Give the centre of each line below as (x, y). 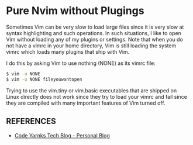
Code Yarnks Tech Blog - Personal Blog (62, 135)
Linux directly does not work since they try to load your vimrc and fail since (96, 96)
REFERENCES (31, 121)
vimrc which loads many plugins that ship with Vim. (68, 51)
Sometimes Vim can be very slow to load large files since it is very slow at (95, 27)
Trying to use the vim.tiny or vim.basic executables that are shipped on (92, 90)
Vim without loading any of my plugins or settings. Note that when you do (94, 39)
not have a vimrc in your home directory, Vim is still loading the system (91, 46)
